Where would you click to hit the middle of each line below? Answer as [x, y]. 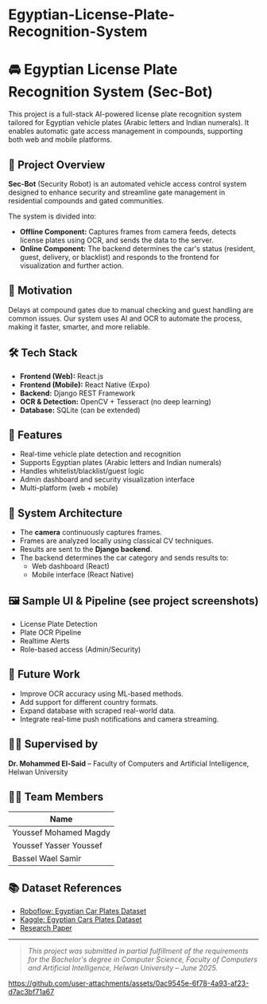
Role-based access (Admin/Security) [80, 649]
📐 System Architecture [66, 513]
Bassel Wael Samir [47, 859]
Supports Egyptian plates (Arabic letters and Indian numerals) [120, 463]
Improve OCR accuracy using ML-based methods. [102, 693]
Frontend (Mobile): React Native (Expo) [85, 384]
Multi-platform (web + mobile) [69, 488]
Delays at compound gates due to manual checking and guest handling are [131, 309]
